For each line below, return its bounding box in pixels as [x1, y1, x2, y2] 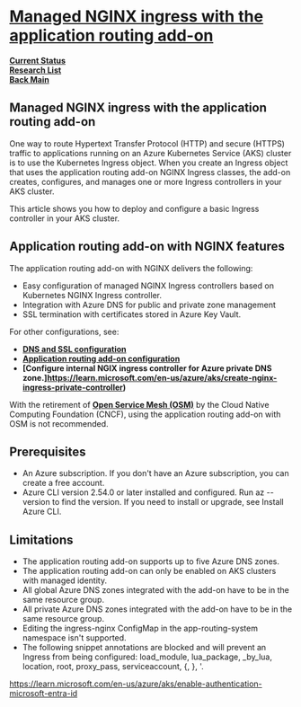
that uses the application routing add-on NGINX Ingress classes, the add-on [9, 166, 291, 177]
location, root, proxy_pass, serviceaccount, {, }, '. [22, 661, 204, 672]
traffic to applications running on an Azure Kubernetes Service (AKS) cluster [9, 147, 292, 158]
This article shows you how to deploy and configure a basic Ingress [9, 203, 260, 214]
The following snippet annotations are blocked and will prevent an [22, 642, 267, 653]
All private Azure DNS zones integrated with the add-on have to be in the [22, 604, 293, 614]
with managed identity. [22, 575, 108, 586]
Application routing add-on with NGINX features [9, 239, 286, 254]
